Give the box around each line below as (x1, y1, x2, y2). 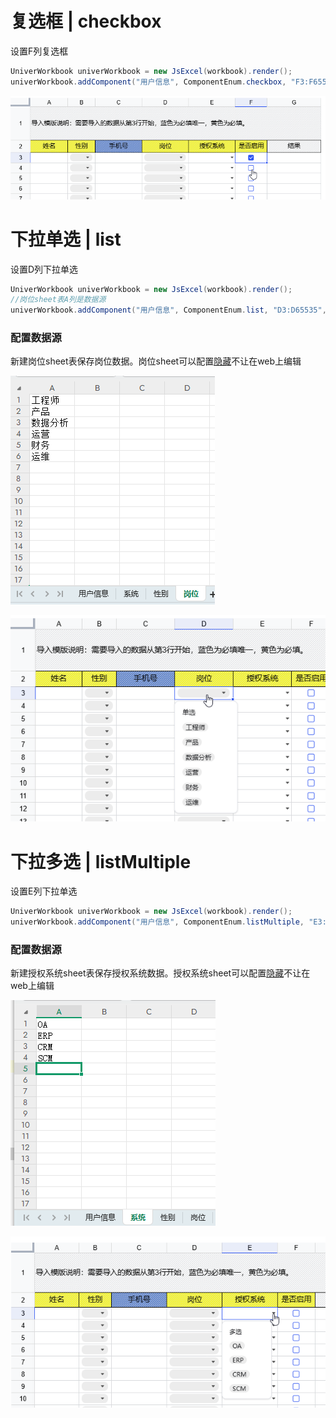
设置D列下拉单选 (10, 263, 79, 275)
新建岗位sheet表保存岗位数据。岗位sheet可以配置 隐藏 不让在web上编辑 (10, 355, 302, 367)
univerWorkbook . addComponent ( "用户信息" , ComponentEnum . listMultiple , (10, 917, 305, 927)
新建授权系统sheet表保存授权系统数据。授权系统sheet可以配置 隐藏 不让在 (10, 967, 311, 979)
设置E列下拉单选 (10, 885, 78, 897)
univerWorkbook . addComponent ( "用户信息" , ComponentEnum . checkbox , (10, 77, 287, 87)
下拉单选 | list (10, 228, 122, 251)
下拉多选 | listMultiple (10, 850, 192, 873)
